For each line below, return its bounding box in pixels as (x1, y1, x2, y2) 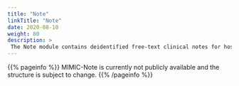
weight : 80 (7, 30, 40, 38)
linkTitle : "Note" (7, 17, 62, 24)
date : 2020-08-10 (7, 23, 59, 31)
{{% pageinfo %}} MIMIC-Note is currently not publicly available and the (7, 63, 220, 71)
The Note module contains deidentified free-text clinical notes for (10, 43, 221, 50)
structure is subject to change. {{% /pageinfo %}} (7, 70, 153, 79)
